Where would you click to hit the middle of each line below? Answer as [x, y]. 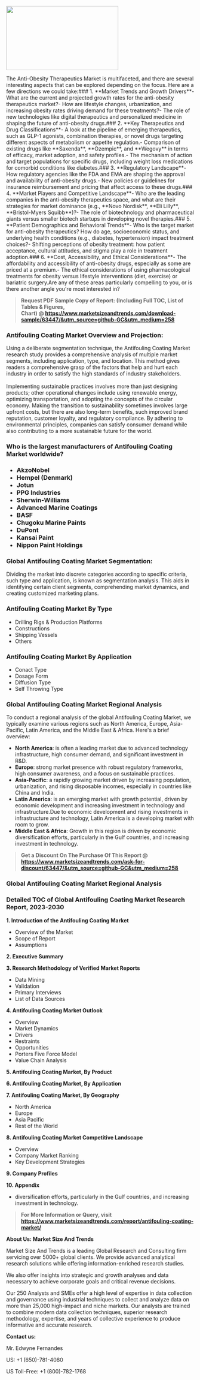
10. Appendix [23, 1185]
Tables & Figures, [43, 307]
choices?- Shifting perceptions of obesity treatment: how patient [86, 244]
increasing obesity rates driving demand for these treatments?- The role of [98, 110]
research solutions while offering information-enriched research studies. [96, 1263]
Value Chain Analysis [41, 1060]
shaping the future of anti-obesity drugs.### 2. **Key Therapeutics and [95, 123]
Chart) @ [32, 313]
